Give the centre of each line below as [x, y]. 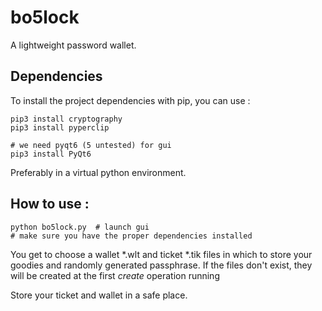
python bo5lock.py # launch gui [80, 227]
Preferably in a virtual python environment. [98, 172]
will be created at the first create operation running [115, 275]
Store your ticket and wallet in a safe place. [99, 295]
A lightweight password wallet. [73, 45]
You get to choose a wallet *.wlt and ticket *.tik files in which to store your [161, 254]
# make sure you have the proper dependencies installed [131, 236]
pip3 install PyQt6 [51, 154]
